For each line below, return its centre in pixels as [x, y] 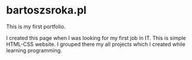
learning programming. [34, 50]
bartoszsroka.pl [46, 10]
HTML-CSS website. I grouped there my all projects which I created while [96, 44]
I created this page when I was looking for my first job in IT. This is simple [96, 38]
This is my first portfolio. [36, 26]
